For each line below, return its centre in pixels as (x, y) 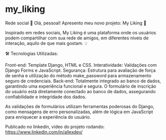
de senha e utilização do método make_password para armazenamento (78, 75)
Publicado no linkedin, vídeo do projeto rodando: (55, 127)
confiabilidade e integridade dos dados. (46, 97)
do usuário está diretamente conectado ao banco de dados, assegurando (80, 91)
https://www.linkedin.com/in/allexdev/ (44, 132)
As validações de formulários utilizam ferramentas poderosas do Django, (80, 106)
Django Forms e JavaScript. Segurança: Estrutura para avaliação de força (81, 70)
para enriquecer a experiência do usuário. (48, 117)
